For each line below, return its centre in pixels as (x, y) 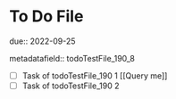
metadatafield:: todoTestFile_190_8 (72, 58)
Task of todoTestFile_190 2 (71, 86)
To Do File (46, 16)
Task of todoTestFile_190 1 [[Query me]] (95, 75)
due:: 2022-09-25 (42, 41)
